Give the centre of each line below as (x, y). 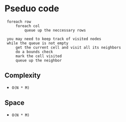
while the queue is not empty (38, 43)
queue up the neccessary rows (55, 30)
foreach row (19, 22)
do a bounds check (34, 52)
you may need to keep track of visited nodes (54, 39)
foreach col (28, 26)
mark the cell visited (39, 56)
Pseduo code (32, 9)
